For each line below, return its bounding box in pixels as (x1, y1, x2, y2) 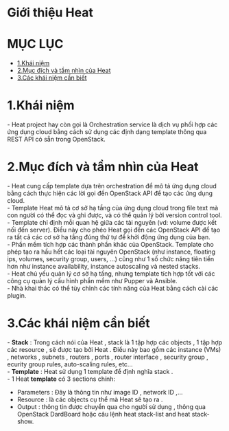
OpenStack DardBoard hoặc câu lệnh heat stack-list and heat (16, 410, 191, 418)
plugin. (7, 291, 27, 300)
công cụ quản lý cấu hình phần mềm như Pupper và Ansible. (7, 277, 178, 285)
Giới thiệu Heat (7, 5, 94, 21)
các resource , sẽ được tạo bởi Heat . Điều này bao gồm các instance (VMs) (7, 345, 221, 353)
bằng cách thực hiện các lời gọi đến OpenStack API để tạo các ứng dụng (7, 189, 213, 197)
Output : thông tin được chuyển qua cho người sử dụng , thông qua (16, 402, 206, 410)
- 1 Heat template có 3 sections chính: (7, 375, 115, 383)
